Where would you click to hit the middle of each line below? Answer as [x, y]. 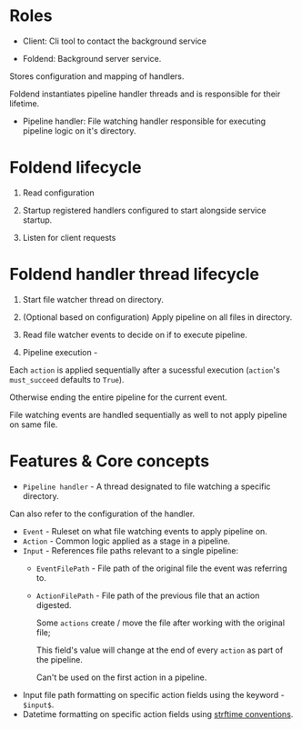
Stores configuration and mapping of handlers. [97, 76]
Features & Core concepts [110, 461]
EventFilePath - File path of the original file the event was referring [161, 568]
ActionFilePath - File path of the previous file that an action [148, 595]
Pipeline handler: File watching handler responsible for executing [144, 121]
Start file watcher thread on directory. [93, 299]
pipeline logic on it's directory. [79, 130]
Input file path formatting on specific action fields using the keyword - [153, 694]
